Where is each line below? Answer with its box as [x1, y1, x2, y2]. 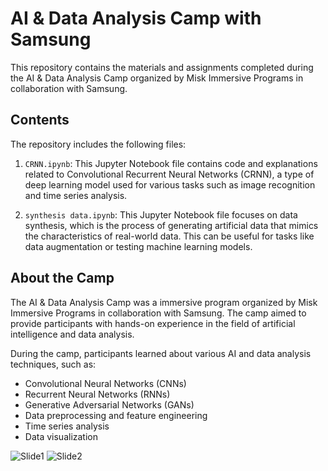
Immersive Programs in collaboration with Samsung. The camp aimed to [10, 307, 307, 319]
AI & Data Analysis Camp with [10, 7, 262, 30]
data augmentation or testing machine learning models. [24, 240, 253, 252]
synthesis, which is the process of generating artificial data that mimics [24, 219, 319, 231]
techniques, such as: [10, 358, 97, 370]
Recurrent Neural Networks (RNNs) [24, 388, 171, 400]
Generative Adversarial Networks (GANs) [24, 398, 195, 411]
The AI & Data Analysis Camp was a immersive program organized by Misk [10, 296, 318, 308]
